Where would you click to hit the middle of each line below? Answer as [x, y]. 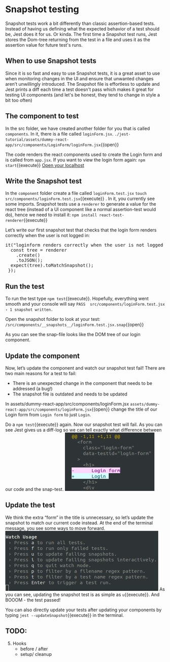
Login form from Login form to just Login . [48, 415]
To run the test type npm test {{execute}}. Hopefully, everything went [77, 299]
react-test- [112, 215]
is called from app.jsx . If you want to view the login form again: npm [75, 160]
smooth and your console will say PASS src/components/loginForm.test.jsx [85, 304]
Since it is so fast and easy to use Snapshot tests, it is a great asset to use [83, 73]
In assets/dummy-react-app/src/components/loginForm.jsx [67, 404]
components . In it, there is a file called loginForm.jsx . [59, 134]
